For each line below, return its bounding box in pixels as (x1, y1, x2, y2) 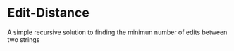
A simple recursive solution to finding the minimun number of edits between (7, 28, 228, 36)
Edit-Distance (7, 5, 90, 21)
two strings (7, 35, 40, 43)
